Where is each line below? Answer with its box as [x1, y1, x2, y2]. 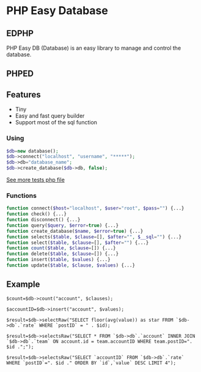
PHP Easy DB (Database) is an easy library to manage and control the [6, 44, 181, 51]
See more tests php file [6, 176, 65, 183]
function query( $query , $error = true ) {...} [6, 222, 119, 229]
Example [6, 279, 40, 290]
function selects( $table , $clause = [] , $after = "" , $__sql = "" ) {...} [6, 233, 182, 240]
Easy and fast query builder [15, 112, 85, 120]
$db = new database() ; [6, 148, 59, 154]
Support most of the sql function [15, 119, 98, 126]
